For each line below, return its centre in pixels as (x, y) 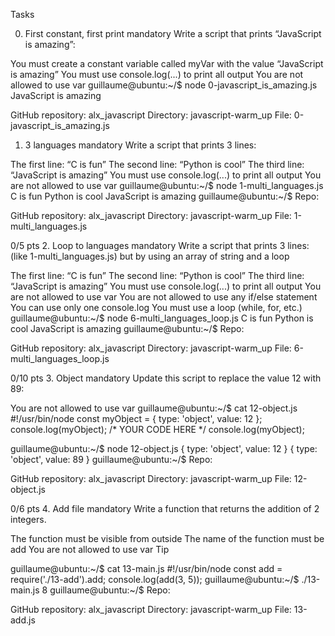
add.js (23, 620)
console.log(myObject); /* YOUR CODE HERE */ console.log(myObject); (157, 429)
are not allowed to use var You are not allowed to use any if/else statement (164, 297)
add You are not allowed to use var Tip (90, 549)
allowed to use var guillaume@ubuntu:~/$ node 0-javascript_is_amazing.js (164, 85)
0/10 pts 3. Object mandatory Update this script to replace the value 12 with (166, 378)
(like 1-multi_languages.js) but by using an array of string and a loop (150, 256)
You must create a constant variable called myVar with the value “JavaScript (167, 63)
